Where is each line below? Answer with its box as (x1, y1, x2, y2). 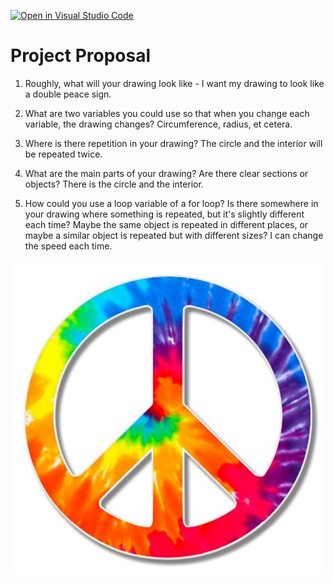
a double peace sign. (24, 88, 112, 100)
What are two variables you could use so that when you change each (24, 107, 310, 119)
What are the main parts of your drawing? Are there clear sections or (24, 167, 309, 179)
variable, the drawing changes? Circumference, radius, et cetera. (24, 118, 293, 130)
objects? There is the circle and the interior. (24, 178, 204, 190)
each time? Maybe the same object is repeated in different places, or (24, 218, 309, 230)
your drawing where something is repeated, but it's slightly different (24, 208, 305, 220)
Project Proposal (10, 45, 152, 67)
